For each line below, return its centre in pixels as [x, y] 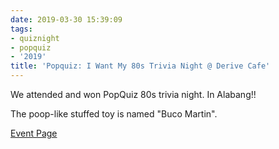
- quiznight [35, 38]
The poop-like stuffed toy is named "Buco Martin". [114, 114]
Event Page [34, 133]
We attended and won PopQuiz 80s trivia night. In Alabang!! [133, 94]
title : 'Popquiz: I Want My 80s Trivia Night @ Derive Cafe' [140, 66]
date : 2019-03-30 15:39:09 [66, 19]
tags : [21, 29]
